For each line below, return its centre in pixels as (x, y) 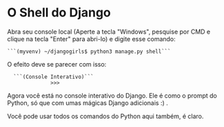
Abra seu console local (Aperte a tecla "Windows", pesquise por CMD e (109, 32)
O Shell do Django (59, 13)
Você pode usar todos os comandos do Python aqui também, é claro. (105, 116)
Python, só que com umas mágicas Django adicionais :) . (88, 103)
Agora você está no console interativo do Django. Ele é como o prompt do (112, 95)
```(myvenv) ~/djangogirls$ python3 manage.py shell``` (89, 51)
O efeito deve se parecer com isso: (57, 64)
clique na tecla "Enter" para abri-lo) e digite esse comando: (91, 38)
